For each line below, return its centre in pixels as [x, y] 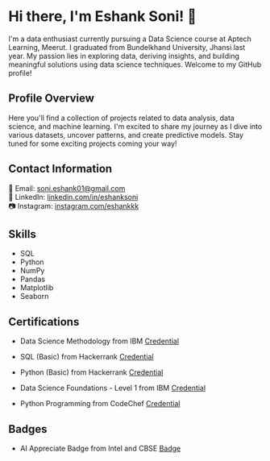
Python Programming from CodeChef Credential [100, 404]
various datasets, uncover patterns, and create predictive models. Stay [126, 135]
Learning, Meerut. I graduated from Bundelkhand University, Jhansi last [127, 47]
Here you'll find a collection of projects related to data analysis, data [122, 118]
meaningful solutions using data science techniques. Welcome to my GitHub [135, 64]
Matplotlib [37, 288]
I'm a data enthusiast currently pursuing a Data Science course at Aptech [130, 39]
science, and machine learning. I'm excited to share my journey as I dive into [135, 126]
